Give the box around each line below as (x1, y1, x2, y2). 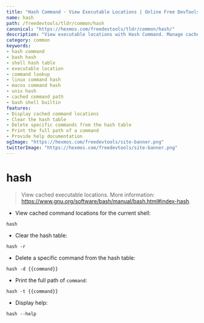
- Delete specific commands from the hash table (6, 122, 132, 128)
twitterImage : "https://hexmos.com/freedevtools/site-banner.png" (6, 144, 178, 151)
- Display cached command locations (6, 111, 99, 117)
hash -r (6, 243, 26, 249)
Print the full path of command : (15, 276, 87, 283)
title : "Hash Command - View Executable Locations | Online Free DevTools (6, 9, 200, 15)
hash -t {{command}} (6, 288, 59, 294)
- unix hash (6, 88, 36, 94)
